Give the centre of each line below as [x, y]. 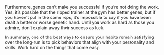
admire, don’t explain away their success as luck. [55, 28]
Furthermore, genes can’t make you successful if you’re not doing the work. [82, 7]
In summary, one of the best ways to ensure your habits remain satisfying [80, 37]
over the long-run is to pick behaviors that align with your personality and [80, 42]
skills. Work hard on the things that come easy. [52, 47]
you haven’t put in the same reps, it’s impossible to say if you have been [78, 17]
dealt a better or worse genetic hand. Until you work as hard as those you [80, 22]
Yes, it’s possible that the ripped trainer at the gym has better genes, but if [80, 12]
